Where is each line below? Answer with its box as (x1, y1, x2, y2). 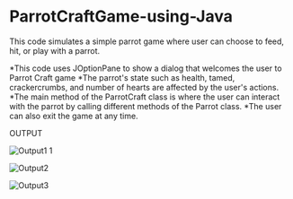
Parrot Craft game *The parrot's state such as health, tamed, (9, 72, 235, 82)
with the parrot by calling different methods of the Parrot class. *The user (9, 100, 282, 111)
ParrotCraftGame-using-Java (9, 6, 234, 27)
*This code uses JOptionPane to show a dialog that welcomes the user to (9, 63, 282, 74)
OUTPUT (9, 127, 43, 138)
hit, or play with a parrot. (9, 45, 101, 56)
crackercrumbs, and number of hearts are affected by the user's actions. (9, 82, 280, 92)
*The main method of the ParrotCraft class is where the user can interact (9, 91, 280, 102)
